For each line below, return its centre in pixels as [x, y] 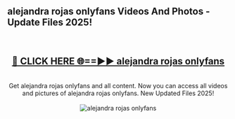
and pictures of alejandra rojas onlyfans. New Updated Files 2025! [118, 93]
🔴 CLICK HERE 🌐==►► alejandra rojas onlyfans [118, 61]
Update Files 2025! [50, 23]
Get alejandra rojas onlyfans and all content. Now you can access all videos [118, 85]
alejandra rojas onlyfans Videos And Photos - [109, 12]
